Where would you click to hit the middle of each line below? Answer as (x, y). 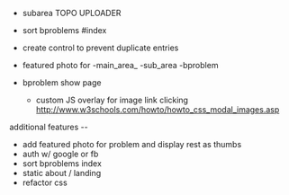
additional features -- (49, 127)
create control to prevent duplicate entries (100, 48)
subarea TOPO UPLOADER (72, 13)
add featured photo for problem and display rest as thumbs (132, 144)
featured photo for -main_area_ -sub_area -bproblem (120, 65)
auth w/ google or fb (60, 154)
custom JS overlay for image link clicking (112, 100)
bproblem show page (62, 83)
